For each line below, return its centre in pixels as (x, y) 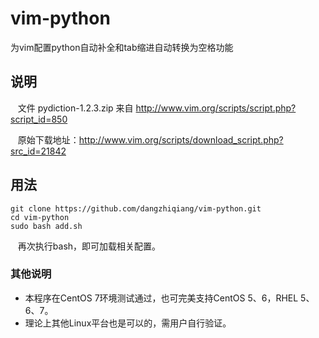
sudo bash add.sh (46, 226)
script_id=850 (39, 119)
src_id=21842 (38, 151)
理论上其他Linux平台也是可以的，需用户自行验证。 (128, 323)
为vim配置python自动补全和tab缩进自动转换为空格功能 (122, 47)
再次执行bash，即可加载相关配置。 (89, 246)
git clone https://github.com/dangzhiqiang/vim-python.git (136, 208)
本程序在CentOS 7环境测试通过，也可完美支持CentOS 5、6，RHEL (161, 298)
